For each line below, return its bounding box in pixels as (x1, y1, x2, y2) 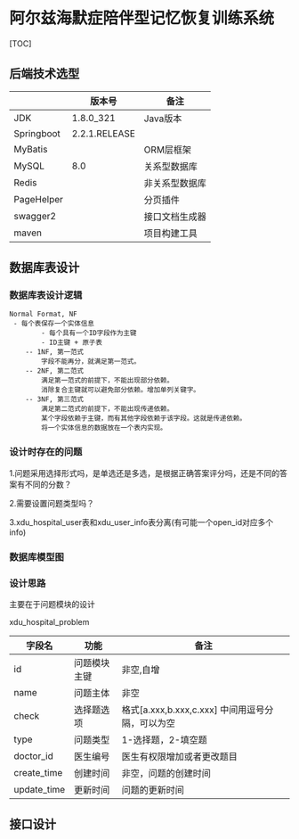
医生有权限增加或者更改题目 (121, 750, 238, 762)
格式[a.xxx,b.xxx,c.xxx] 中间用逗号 (121, 703, 265, 716)
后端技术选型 (9, 66, 80, 81)
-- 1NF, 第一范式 (25, 348, 85, 357)
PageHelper (13, 193, 64, 205)
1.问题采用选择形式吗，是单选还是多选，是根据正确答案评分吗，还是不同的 (9, 467, 280, 478)
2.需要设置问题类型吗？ (9, 498, 95, 508)
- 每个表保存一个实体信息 (12, 319, 95, 328)
